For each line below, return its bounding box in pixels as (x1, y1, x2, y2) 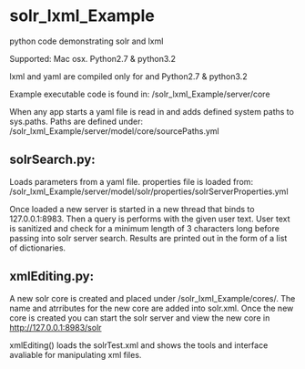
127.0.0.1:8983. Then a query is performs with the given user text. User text (9, 213, 290, 224)
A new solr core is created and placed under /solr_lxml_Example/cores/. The (9, 292, 296, 303)
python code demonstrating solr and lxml (9, 36, 164, 46)
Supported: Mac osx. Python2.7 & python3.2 (9, 53, 176, 64)
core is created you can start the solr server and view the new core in (9, 312, 270, 323)
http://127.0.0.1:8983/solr (9, 322, 102, 333)
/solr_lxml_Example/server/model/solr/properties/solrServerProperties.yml (9, 186, 289, 197)
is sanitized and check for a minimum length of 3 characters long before (9, 222, 280, 233)
